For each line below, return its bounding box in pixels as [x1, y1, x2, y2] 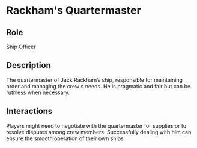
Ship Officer [6, 43, 36, 50]
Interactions [6, 106, 53, 116]
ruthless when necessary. [6, 89, 70, 96]
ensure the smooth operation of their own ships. [6, 135, 126, 142]
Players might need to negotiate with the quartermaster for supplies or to [6, 122, 187, 129]
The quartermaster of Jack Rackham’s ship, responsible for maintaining [6, 76, 183, 84]
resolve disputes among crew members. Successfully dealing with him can [6, 128, 192, 135]
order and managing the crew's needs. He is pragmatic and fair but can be [6, 82, 191, 90]
